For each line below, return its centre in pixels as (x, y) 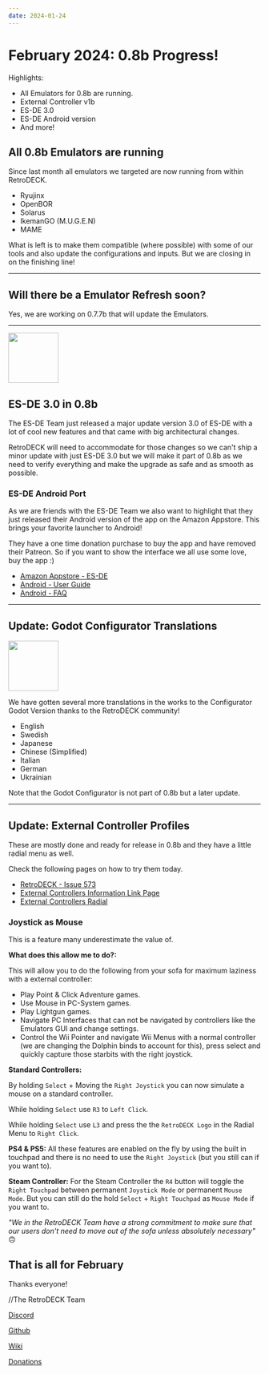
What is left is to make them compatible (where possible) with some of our (131, 245)
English (32, 727)
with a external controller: (50, 979)
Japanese (36, 743)
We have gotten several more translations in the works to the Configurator (130, 703)
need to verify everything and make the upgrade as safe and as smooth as (131, 464)
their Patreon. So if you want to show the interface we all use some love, (127, 552)
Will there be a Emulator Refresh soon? (107, 294)
